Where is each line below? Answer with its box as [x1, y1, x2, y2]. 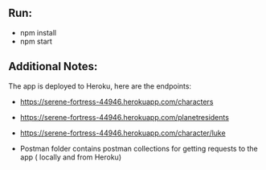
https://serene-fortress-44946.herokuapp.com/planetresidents [19, 112, 229, 122]
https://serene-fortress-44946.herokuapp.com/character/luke [19, 128, 227, 138]
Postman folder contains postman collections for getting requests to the [19, 143, 259, 153]
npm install [19, 27, 57, 37]
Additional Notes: [8, 60, 98, 73]
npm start [19, 36, 52, 46]
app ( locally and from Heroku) [19, 152, 122, 162]
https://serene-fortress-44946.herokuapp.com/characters [19, 97, 214, 106]
